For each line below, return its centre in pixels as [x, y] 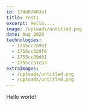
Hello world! [21, 97]
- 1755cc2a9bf [29, 46]
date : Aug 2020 [25, 35]
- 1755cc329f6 [29, 52]
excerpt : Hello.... [31, 23]
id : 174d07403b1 [27, 12]
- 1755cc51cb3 [29, 63]
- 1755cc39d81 [29, 57]
